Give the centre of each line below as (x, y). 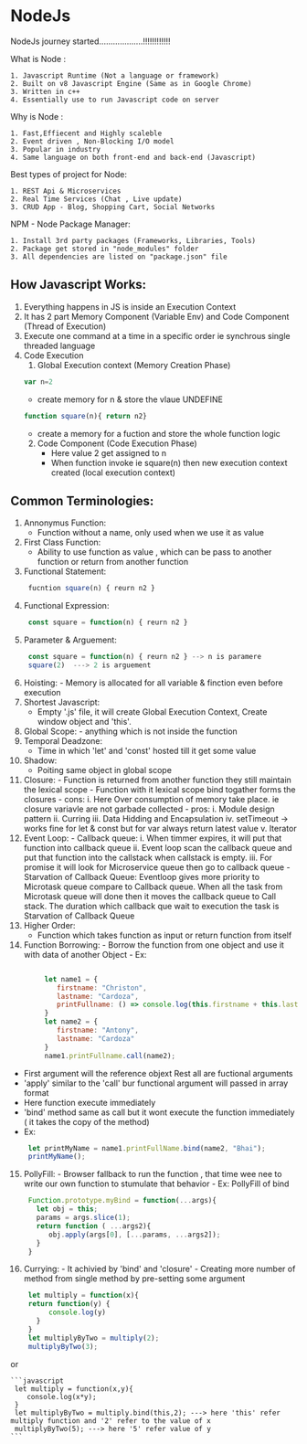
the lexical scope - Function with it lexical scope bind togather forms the (159, 789)
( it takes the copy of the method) (86, 1121)
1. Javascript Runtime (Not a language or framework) (115, 75)
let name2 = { (71, 1022)
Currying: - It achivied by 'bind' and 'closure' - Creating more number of (159, 1269)
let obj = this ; (67, 1209)
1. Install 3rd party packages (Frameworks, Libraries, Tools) (133, 240)
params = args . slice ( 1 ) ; (84, 1218)
